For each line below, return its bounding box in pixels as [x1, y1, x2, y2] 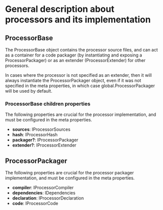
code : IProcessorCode [12, 201, 58, 207]
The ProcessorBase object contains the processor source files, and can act [5, 47, 158, 52]
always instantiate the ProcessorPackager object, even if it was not [5, 78, 141, 83]
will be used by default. [5, 88, 53, 94]
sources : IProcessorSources [12, 126, 70, 132]
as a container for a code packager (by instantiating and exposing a [5, 52, 142, 58]
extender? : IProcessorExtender [12, 142, 77, 148]
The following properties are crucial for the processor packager [5, 170, 134, 176]
